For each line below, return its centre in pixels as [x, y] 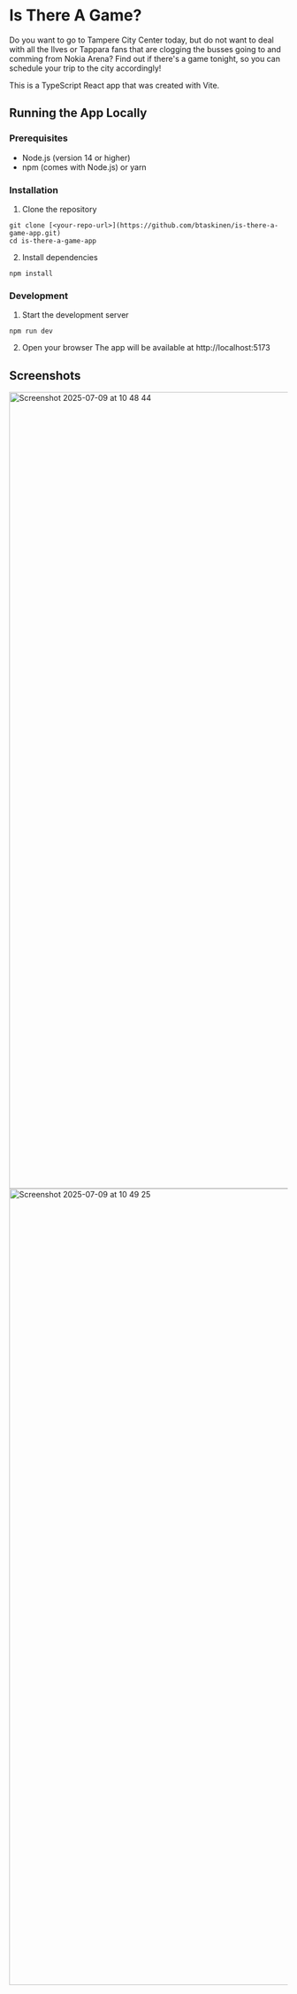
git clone [27, 225]
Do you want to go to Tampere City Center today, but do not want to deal [141, 40]
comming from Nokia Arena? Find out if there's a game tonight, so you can [145, 58]
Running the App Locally [78, 113]
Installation [34, 189]
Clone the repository [59, 209]
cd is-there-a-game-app [53, 241]
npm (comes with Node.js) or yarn [84, 167]
